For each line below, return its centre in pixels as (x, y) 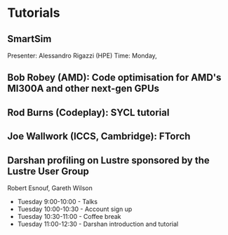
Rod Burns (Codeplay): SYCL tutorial (88, 113)
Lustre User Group (48, 171)
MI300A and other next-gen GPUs (83, 89)
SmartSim (29, 39)
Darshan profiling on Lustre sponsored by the (109, 160)
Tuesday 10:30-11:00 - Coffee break (69, 216)
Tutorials (34, 13)
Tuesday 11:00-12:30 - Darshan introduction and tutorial (98, 224)
